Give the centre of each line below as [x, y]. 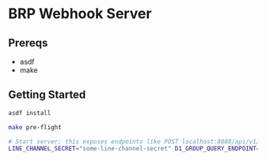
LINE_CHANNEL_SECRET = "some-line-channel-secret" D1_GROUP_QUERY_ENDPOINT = [134, 149]
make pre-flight [35, 127]
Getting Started [47, 95]
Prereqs [28, 43]
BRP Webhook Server [80, 14]
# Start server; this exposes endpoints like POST [93, 141]
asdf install [30, 113]
